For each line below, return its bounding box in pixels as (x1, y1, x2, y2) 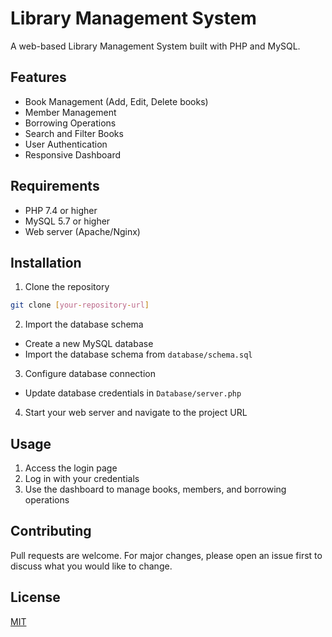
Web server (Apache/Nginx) (24, 225, 141, 237)
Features (10, 69, 67, 86)
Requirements (10, 178, 100, 195)
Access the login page (24, 462, 118, 474)
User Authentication (24, 138, 108, 150)
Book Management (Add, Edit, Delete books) (24, 95, 209, 107)
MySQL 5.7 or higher (24, 215, 111, 227)
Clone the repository (24, 281, 110, 293)
